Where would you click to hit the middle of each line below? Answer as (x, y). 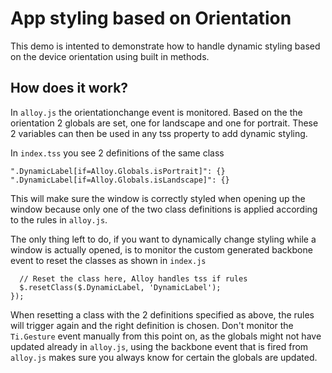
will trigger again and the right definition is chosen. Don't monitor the (152, 325)
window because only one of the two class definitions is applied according (164, 209)
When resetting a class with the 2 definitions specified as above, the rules (162, 314)
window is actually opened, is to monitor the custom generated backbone (161, 249)
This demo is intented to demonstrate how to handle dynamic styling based (165, 46)
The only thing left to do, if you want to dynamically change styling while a (163, 239)
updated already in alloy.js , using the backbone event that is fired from (159, 346)
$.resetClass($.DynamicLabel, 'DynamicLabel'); (120, 287)
